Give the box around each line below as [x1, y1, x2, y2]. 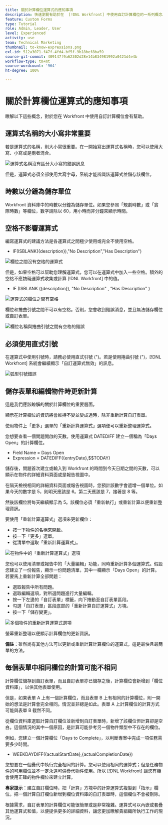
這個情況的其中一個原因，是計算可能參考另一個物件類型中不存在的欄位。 [13, 724, 163, 730]
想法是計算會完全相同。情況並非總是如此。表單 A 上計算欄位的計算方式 [13, 701, 160, 707]
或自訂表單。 [5, 313, 31, 319]
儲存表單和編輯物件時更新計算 [5, 387, 97, 396]
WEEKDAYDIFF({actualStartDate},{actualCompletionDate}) [12, 751, 133, 757]
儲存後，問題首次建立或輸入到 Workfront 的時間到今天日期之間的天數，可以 [5, 465, 160, 471]
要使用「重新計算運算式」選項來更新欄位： [5, 516, 93, 522]
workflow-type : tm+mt [5, 59, 50, 64]
